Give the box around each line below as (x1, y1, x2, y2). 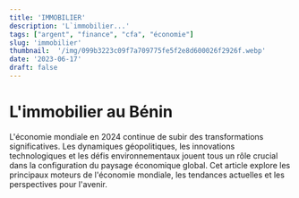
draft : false (9, 64, 58, 73)
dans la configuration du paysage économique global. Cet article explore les (9, 159, 291, 170)
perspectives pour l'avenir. (9, 178, 107, 189)
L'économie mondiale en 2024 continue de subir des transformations (9, 131, 264, 142)
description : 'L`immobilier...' (9, 22, 130, 30)
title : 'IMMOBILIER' (9, 13, 87, 22)
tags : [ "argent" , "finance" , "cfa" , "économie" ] (9, 30, 194, 39)
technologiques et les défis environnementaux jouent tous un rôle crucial (9, 150, 278, 161)
